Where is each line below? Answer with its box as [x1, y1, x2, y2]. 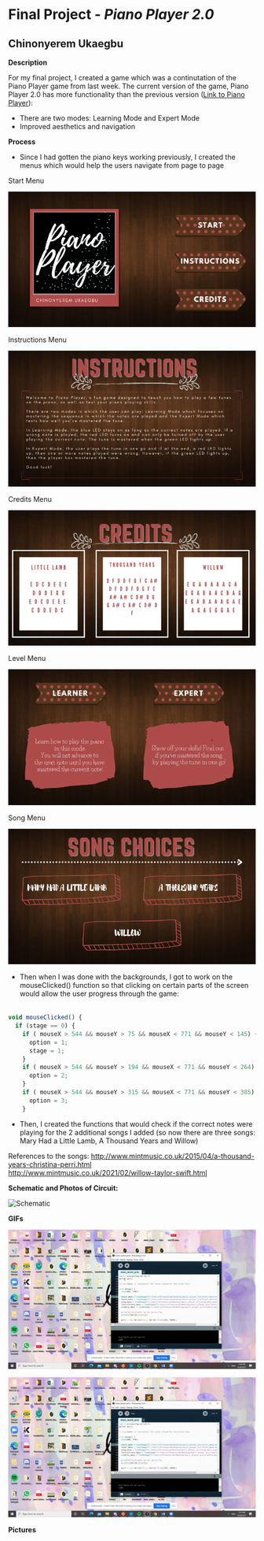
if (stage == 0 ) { [15, 1022, 76, 1030]
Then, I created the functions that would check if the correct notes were [19, 1119, 253, 1128]
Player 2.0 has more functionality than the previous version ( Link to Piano [8, 90, 245, 99]
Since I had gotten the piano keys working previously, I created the [19, 152, 236, 162]
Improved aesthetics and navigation [19, 122, 136, 131]
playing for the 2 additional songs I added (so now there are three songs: [19, 1127, 255, 1137]
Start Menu [8, 176, 45, 185]
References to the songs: [8, 1151, 90, 1160]
